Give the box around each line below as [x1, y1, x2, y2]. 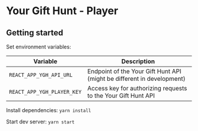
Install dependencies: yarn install [6, 107, 91, 113]
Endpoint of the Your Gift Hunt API [87, 67, 181, 75]
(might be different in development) [87, 75, 186, 83]
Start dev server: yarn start [6, 118, 75, 125]
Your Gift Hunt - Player [6, 4, 118, 18]
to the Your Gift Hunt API [87, 91, 155, 100]
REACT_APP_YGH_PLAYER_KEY [9, 89, 82, 95]
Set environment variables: [6, 43, 71, 50]
